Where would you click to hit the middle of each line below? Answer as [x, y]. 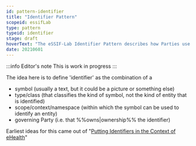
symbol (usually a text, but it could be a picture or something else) [94, 89]
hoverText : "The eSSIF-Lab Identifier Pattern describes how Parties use [98, 44]
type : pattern [23, 28]
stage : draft [22, 39]
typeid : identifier [30, 33]
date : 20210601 [25, 50]
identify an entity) [36, 113]
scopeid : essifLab [28, 22]
